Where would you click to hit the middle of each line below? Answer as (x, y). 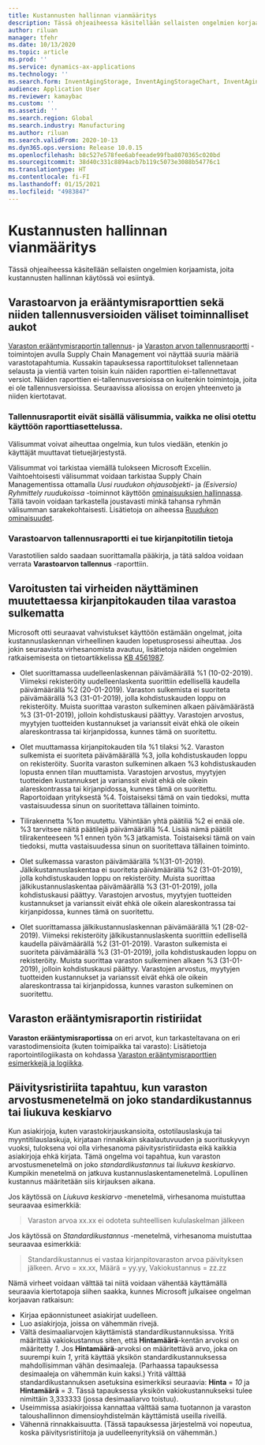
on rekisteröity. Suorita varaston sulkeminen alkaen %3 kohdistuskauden (138, 763)
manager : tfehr (33, 37)
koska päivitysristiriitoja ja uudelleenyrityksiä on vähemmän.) (119, 1432)
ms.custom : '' (32, 103)
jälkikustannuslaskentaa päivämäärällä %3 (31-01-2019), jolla (118, 886)
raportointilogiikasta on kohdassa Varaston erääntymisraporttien (112, 1054)
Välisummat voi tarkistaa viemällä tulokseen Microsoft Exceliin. (110, 467)
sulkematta (36, 614)
